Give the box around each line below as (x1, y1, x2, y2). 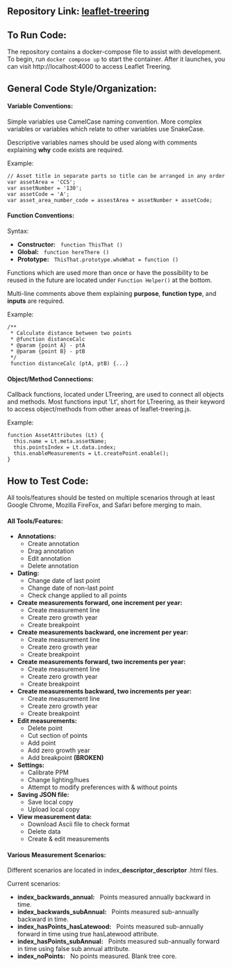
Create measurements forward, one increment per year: (17, 599, 183, 607)
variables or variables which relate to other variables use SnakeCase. (7, 124, 205, 133)
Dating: (17, 569, 40, 577)
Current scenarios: (7, 879, 61, 888)
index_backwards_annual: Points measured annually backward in (17, 893, 210, 902)
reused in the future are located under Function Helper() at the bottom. (7, 276, 213, 284)
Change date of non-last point (27, 584, 115, 593)
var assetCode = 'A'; (7, 190, 70, 197)
